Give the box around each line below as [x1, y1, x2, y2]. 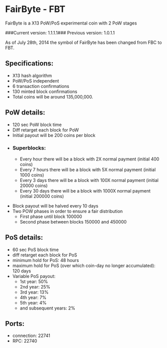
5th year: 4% [19, 299, 47, 305]
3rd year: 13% [19, 289, 49, 295]
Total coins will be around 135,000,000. [12, 93, 93, 99]
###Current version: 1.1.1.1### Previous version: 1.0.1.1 [5, 29, 115, 35]
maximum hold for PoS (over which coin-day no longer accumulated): [12, 262, 156, 268]
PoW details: [5, 108, 45, 117]
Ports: [5, 319, 25, 328]
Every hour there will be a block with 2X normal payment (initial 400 [19, 156, 160, 162]
